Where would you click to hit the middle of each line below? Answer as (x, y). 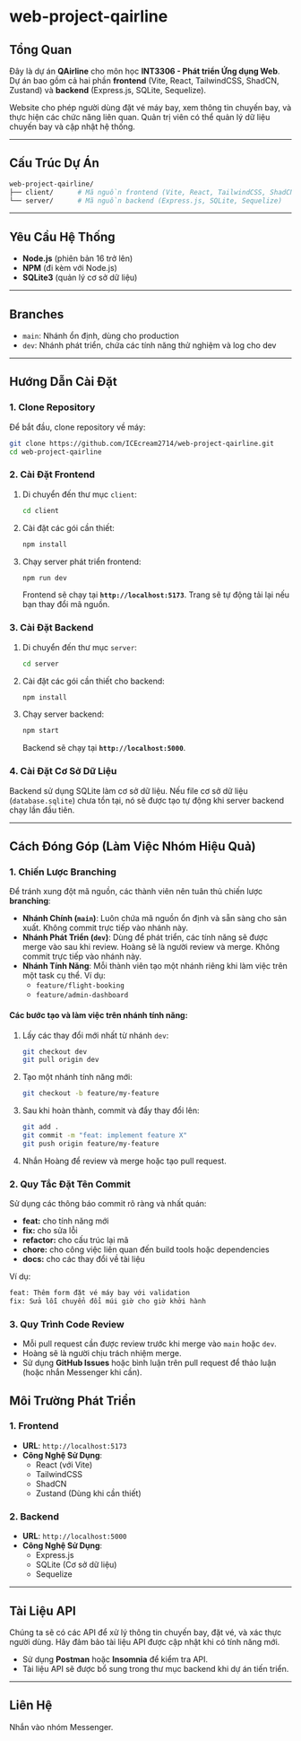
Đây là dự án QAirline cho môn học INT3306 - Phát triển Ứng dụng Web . (145, 71)
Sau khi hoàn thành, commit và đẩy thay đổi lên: (111, 1110)
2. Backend (34, 1516)
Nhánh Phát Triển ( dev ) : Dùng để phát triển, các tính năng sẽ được (145, 937)
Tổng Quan (41, 50)
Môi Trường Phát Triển (73, 1401)
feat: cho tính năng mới (65, 1221)
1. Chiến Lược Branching (63, 872)
